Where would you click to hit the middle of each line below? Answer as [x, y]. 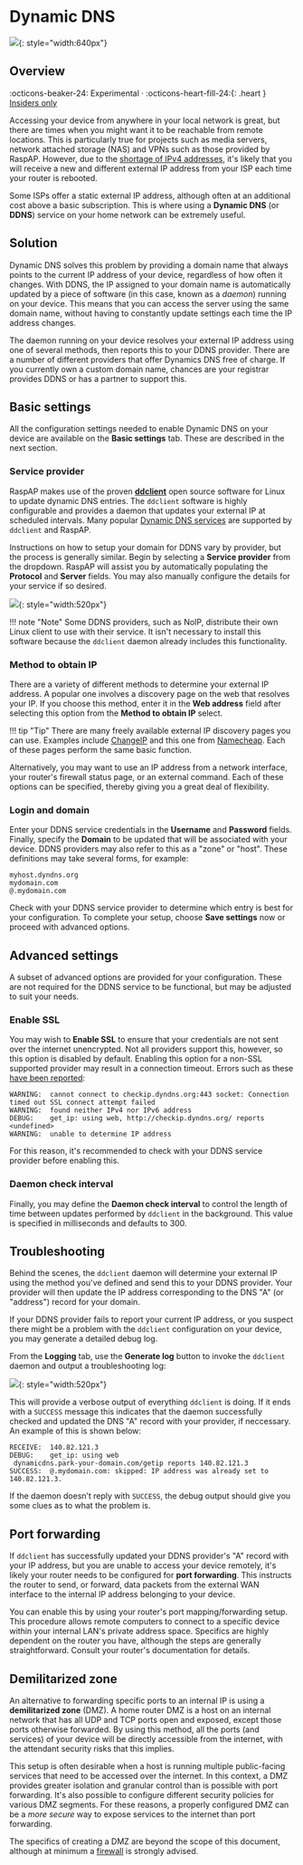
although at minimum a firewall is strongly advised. [104, 1851]
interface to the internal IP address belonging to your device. [122, 1594]
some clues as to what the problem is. [80, 1506]
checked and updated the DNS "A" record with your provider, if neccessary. [150, 1422]
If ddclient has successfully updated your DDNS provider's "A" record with [149, 1556]
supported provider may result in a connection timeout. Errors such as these [151, 1069]
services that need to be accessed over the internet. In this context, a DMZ [149, 1776]
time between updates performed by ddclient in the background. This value [151, 1213]
